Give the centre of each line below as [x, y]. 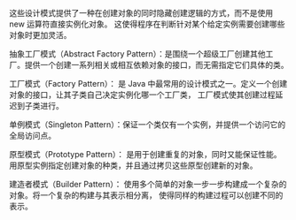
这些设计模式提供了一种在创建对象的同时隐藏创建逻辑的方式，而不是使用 [141, 13]
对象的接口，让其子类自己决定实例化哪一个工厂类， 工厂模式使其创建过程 [142, 95]
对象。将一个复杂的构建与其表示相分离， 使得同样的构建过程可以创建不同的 [146, 195]
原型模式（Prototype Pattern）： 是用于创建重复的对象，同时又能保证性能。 [145, 154]
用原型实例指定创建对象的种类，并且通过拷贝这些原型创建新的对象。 [133, 165]
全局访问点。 [32, 136]
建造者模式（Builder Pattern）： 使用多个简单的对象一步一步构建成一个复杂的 [148, 184]
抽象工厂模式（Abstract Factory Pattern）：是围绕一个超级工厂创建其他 [137, 54]
